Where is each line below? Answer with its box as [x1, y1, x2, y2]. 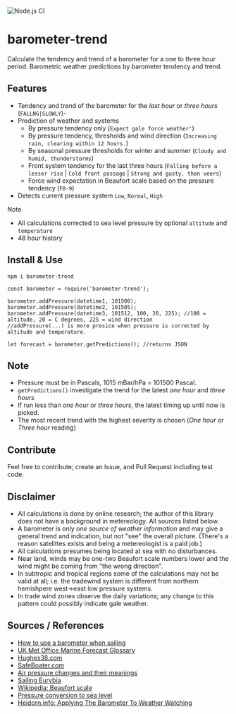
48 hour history [17, 234, 63, 242]
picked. [17, 409, 39, 417]
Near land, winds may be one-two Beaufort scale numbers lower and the [17, 555, 229, 562]
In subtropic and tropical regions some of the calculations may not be [17, 569, 220, 578]
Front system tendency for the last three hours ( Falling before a [27, 161, 218, 169]
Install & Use [7, 254, 63, 266]
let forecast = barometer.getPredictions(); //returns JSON [7, 341, 188, 348]
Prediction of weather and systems [17, 116, 120, 125]
